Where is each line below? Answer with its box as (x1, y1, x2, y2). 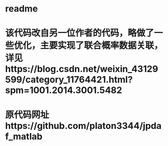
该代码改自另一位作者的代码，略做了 (5, 27, 154, 39)
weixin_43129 (99, 63, 158, 75)
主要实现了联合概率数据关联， (40, 40, 163, 51)
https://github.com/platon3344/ (5, 120, 143, 131)
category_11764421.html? (25, 74, 133, 85)
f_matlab (5, 130, 42, 142)
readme (5, 3, 38, 14)
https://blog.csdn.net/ (5, 63, 100, 75)
